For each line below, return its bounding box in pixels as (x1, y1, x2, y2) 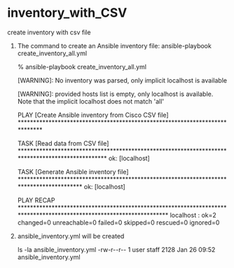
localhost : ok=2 (170, 211, 217, 219)
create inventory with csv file (7, 28, 91, 36)
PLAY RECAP (17, 196, 55, 204)
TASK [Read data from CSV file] (17, 139, 109, 148)
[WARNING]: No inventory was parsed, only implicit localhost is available (17, 76, 228, 85)
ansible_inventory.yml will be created (17, 232, 125, 240)
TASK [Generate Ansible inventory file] (17, 167, 129, 176)
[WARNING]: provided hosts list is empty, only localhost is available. (17, 90, 214, 98)
